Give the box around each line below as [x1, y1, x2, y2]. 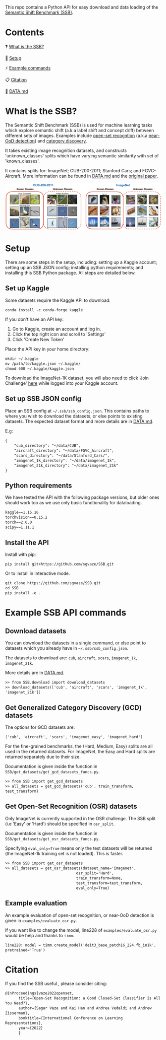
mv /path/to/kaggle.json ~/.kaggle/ [5, 361, 81, 366]
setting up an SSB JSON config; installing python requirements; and [5, 264, 144, 270]
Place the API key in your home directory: [5, 346, 90, 352]
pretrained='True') [5, 948, 46, 953]
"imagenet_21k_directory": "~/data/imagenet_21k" [14, 463, 119, 468]
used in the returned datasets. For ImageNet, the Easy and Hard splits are [5, 748, 155, 754]
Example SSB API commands [5, 607, 126, 619]
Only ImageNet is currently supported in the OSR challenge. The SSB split [5, 815, 156, 821]
